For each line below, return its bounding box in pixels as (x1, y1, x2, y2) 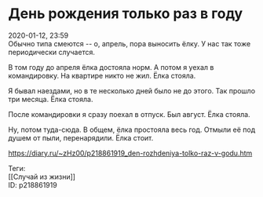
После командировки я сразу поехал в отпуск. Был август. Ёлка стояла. (8, 109, 250, 119)
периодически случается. (8, 47, 96, 57)
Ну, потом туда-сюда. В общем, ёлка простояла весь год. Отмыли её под (8, 125, 256, 134)
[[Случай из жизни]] (8, 172, 76, 181)
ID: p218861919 (8, 180, 57, 189)
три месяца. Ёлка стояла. (8, 94, 93, 104)
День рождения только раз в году (8, 5, 243, 23)
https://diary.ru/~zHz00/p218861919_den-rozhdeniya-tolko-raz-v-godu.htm (8, 148, 253, 158)
